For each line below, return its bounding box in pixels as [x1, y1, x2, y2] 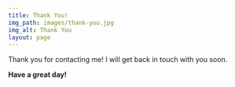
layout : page [8, 33, 51, 42]
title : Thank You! [8, 11, 68, 20]
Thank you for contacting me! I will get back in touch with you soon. [8, 55, 228, 64]
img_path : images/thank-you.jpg [8, 19, 114, 27]
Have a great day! [8, 70, 67, 79]
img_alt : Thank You [8, 26, 72, 34]
